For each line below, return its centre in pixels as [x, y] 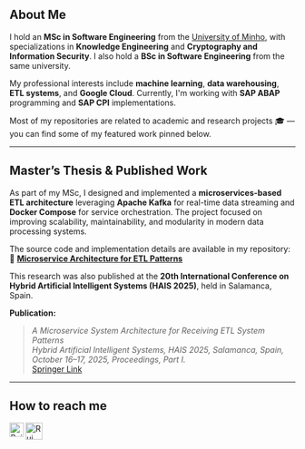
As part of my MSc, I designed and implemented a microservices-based [146, 192]
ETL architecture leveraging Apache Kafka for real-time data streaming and [152, 202]
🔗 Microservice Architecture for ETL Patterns [96, 259]
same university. [40, 65]
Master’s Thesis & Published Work [108, 171]
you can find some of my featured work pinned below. [110, 133]
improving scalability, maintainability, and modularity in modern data [137, 221]
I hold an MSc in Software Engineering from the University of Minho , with [148, 36]
